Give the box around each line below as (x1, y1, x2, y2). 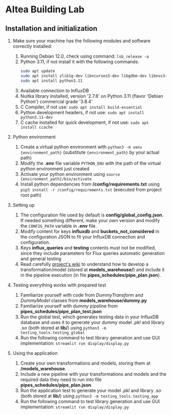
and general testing (20, 256, 61, 262)
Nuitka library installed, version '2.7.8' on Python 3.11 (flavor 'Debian (20, 93, 164, 99)
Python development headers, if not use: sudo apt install (20, 109, 144, 115)
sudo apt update (20, 68, 55, 74)
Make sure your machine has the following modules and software (12, 38, 151, 44)
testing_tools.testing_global (20, 330, 85, 335)
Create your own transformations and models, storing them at (20, 360, 151, 366)
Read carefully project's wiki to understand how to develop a (20, 261, 148, 267)
